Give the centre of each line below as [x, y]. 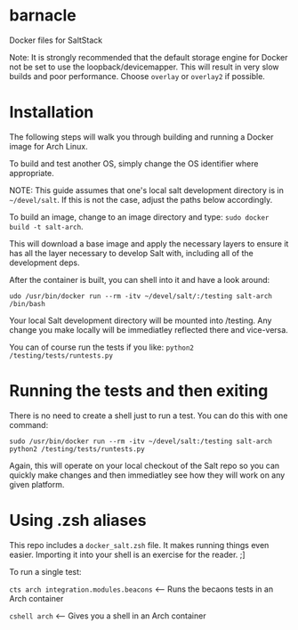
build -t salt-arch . [46, 226]
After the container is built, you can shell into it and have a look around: [140, 279]
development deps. [44, 262]
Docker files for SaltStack [56, 40]
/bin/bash [28, 303]
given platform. [37, 484]
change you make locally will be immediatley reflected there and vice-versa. [149, 329]
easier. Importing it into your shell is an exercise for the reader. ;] [128, 554]
